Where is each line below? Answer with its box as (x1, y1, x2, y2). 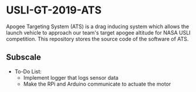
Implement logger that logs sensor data (23, 74, 119, 81)
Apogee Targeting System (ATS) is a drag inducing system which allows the (6, 23, 190, 30)
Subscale (6, 52, 41, 62)
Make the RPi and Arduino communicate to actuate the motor (23, 80, 171, 87)
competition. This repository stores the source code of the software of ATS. (6, 35, 189, 42)
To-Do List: (14, 68, 42, 75)
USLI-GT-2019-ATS (6, 4, 102, 17)
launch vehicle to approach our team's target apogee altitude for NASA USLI (6, 29, 191, 36)
